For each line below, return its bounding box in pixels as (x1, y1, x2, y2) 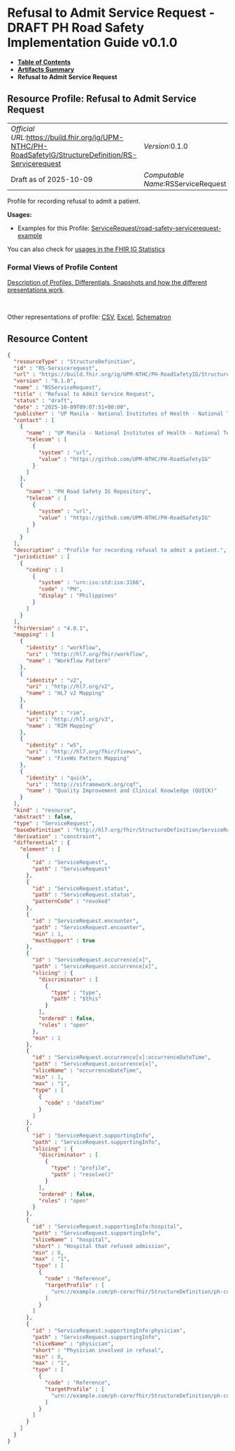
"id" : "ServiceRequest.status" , (32, 885, 130, 892)
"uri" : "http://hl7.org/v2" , (25, 684, 114, 691)
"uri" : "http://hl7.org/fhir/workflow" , (25, 651, 149, 658)
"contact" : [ (13, 416, 55, 424)
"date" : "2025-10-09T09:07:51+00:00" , (13, 404, 130, 411)
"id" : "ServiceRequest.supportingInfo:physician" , (32, 1327, 187, 1334)
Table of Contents (17, 57, 71, 66)
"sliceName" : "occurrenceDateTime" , (32, 1067, 142, 1075)
